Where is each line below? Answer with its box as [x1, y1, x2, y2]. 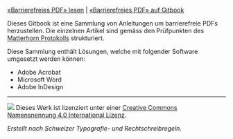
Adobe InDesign [17, 83, 64, 91]
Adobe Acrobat [17, 68, 61, 76]
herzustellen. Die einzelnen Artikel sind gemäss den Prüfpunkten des [7, 27, 205, 35]
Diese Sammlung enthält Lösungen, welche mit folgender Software [7, 48, 198, 55]
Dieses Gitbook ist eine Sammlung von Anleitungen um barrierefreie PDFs [7, 19, 218, 27]
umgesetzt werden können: [7, 55, 85, 63]
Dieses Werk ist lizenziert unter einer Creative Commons [15, 104, 178, 111]
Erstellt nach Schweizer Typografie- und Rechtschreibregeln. [7, 124, 182, 132]
